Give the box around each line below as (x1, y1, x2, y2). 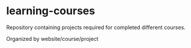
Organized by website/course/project (6, 35, 99, 42)
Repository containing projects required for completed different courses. (6, 24, 186, 31)
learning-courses (6, 4, 95, 18)
